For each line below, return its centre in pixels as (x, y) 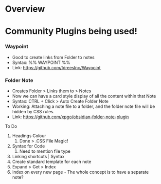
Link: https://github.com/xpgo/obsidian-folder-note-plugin (71, 117)
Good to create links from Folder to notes (53, 57)
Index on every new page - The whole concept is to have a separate (80, 172)
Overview (25, 9)
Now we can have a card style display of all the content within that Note (84, 96)
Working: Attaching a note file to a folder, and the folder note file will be (83, 106)
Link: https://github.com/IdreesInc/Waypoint (56, 67)
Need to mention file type (45, 151)
